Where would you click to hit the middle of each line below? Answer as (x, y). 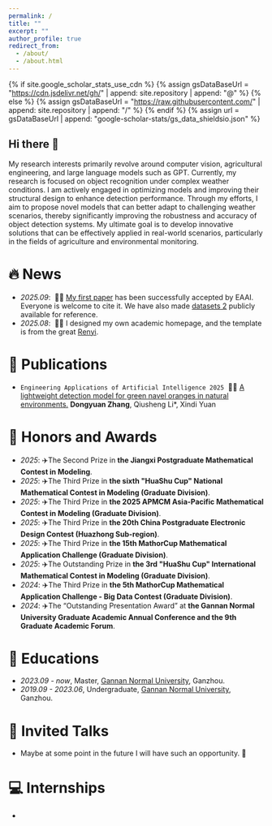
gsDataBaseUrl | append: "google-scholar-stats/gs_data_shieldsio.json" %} (135, 118)
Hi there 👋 (34, 144)
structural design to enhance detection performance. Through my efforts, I (133, 198)
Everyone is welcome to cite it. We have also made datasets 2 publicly (138, 306)
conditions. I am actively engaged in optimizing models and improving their (134, 189)
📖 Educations (54, 658)
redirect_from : (34, 46)
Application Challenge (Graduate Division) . (94, 555)
